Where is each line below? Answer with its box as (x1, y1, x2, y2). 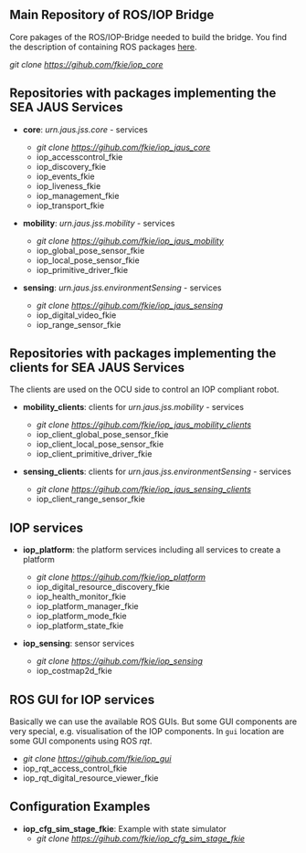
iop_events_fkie (36, 171, 95, 182)
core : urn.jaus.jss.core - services (22, 123, 148, 135)
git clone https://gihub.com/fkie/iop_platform (36, 572, 206, 583)
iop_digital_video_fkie (36, 310, 117, 321)
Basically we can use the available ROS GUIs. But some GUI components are (9, 716, 298, 727)
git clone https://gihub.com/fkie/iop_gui (22, 753, 172, 764)
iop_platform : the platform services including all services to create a (22, 544, 281, 555)
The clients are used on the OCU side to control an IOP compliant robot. (9, 384, 280, 395)
